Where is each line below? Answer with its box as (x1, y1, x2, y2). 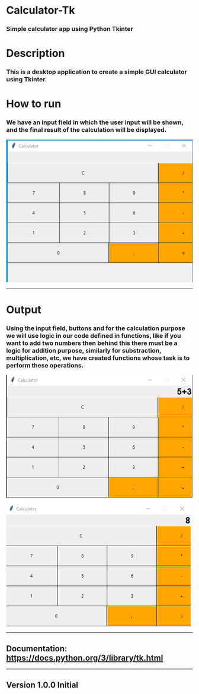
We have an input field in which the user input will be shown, (6, 118, 184, 126)
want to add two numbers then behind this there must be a (6, 339, 178, 347)
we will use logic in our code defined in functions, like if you (6, 332, 182, 340)
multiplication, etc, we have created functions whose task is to (6, 354, 190, 362)
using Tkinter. (6, 75, 47, 84)
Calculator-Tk (6, 4, 75, 17)
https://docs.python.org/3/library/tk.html (6, 652, 163, 663)
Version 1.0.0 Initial (6, 680, 79, 690)
